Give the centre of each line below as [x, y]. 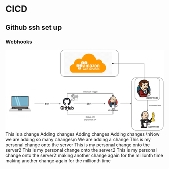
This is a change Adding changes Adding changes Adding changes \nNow [82, 134]
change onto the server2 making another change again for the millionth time [84, 156]
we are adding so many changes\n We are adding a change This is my [78, 140]
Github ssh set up [34, 27]
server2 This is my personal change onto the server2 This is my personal [81, 150]
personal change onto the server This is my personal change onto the [78, 145]
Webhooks [19, 42]
